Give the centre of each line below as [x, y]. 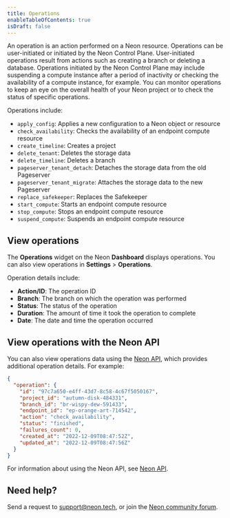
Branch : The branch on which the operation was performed [102, 299]
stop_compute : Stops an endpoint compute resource [90, 211]
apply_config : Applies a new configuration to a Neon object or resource [118, 124]
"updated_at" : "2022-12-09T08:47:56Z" [75, 443]
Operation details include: [44, 278]
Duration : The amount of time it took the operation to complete [106, 313]
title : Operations [33, 13]
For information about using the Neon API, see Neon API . [88, 468]
